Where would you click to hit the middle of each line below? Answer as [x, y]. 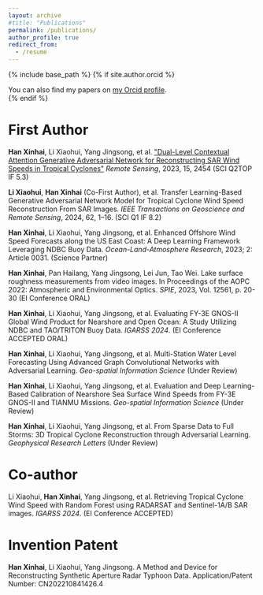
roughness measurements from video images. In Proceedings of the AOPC [129, 281]
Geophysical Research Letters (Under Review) [83, 443]
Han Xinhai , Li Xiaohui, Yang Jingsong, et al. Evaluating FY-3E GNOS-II [123, 313]
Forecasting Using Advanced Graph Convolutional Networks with [114, 362]
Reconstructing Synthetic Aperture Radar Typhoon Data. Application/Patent [131, 575]
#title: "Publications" [47, 23]
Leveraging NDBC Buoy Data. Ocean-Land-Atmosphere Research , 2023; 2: [131, 249]
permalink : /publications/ [52, 30]
